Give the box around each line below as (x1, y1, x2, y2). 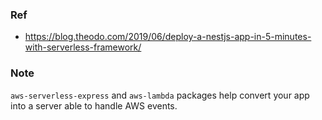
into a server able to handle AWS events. (10, 99, 178, 112)
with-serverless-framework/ (24, 41, 142, 53)
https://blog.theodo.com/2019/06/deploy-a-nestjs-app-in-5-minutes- (24, 31, 312, 43)
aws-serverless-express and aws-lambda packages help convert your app (10, 89, 310, 101)
